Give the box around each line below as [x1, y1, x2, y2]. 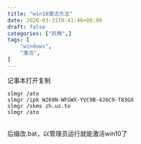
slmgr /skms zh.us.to [7, 103, 71, 110]
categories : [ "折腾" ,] [7, 30, 72, 37]
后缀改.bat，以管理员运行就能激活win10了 [7, 129, 128, 138]
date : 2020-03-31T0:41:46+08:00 [7, 17, 102, 24]
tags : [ [7, 37, 30, 44]
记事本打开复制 [7, 76, 51, 84]
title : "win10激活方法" [7, 10, 73, 18]
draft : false [7, 23, 46, 30]
